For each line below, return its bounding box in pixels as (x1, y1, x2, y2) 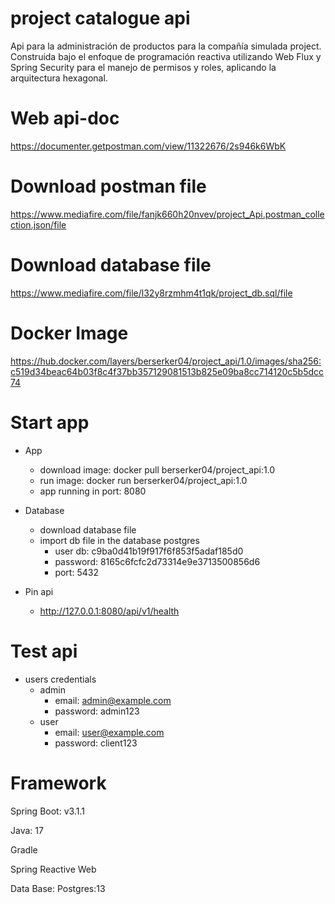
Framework (10, 772, 107, 794)
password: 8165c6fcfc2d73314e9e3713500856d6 (54, 555, 261, 567)
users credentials (24, 673, 97, 685)
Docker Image (10, 322, 129, 344)
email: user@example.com (54, 726, 165, 738)
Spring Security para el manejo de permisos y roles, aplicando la (10, 61, 277, 73)
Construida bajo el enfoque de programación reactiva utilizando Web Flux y (10, 50, 322, 62)
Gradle (10, 843, 38, 856)
